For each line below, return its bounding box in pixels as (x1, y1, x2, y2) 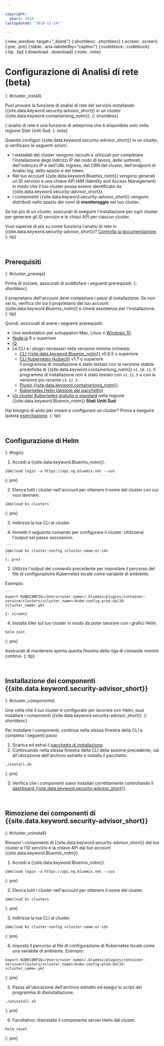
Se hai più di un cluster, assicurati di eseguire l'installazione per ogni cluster (5, 209, 158, 215)
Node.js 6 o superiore (12, 335, 56, 341)
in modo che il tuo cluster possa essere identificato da (12, 183, 122, 190)
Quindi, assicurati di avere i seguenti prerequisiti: (5, 321, 104, 327)
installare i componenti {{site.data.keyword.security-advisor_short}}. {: (5, 712, 148, 718)
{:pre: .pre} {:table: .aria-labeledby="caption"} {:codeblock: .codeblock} (5, 44, 150, 50)
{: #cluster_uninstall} (5, 830, 47, 836)
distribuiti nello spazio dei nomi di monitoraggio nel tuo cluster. (12, 199, 141, 205)
